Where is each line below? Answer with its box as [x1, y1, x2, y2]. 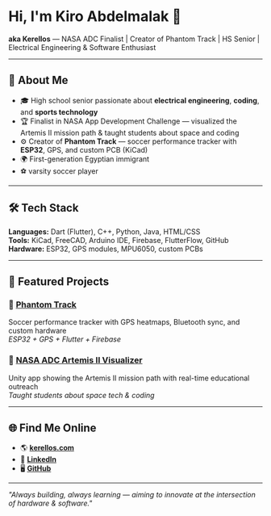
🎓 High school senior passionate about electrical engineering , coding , [19, 95, 260, 105]
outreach [8, 381, 39, 391]
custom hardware [8, 326, 67, 336]
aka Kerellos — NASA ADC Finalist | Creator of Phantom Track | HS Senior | [8, 34, 261, 44]
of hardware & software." [8, 498, 93, 508]
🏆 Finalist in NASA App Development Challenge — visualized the [19, 116, 238, 126]
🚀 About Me [8, 73, 69, 87]
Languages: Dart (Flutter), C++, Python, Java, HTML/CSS [8, 226, 201, 237]
